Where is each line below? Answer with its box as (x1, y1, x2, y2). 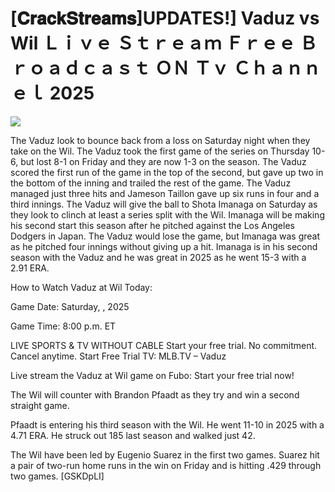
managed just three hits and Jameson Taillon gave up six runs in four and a (10, 187, 320, 199)
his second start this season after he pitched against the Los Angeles (10, 219, 295, 231)
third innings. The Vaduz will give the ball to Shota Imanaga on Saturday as (10, 198, 318, 210)
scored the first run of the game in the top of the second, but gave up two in (10, 166, 324, 178)
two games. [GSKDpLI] (10, 470, 105, 482)
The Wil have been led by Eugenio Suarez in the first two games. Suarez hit (10, 448, 320, 461)
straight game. (10, 399, 70, 411)
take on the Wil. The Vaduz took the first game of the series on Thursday (10, 145, 310, 157)
